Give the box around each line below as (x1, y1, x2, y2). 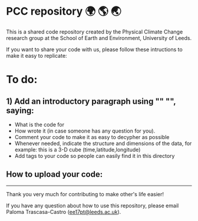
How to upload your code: (6, 169, 103, 180)
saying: (6, 105, 34, 116)
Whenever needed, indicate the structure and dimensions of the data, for (14, 140, 192, 147)
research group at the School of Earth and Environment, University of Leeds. (6, 34, 192, 41)
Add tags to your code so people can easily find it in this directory (14, 152, 175, 159)
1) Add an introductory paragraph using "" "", (6, 96, 176, 106)
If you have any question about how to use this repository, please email (6, 202, 179, 209)
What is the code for (14, 121, 65, 128)
